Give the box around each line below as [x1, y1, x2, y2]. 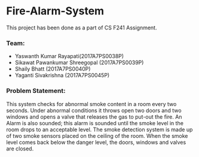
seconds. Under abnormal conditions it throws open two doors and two [6, 107, 182, 114]
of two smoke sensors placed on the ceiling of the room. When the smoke [6, 132, 188, 139]
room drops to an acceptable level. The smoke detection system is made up [6, 126, 193, 133]
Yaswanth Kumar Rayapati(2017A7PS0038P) [14, 53, 124, 60]
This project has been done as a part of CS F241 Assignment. [6, 24, 157, 31]
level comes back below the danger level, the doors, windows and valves [6, 138, 186, 146]
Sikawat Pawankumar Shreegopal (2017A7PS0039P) [14, 59, 144, 67]
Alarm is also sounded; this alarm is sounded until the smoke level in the [6, 119, 184, 126]
